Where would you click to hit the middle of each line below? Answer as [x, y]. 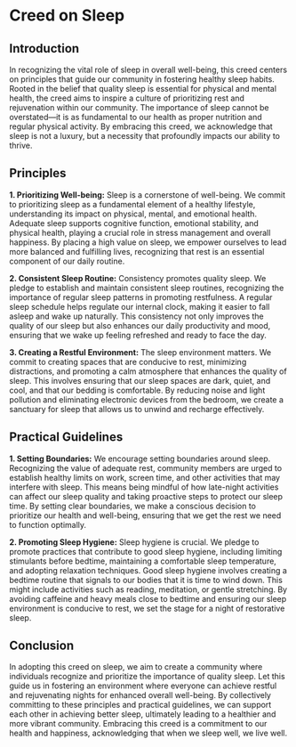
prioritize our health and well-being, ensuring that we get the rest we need [145, 515]
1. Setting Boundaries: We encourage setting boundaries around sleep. [140, 459]
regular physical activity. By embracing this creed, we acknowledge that [141, 126]
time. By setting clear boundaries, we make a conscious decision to [132, 506]
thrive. [21, 145]
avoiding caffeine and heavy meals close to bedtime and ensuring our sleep [148, 598]
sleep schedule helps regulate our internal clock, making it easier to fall [140, 306]
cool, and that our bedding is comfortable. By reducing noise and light [137, 390]
